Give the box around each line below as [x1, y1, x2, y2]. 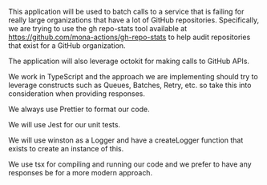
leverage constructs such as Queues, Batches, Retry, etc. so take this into [8, 80, 252, 90]
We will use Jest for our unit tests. [8, 120, 121, 129]
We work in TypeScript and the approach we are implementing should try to [8, 72, 258, 81]
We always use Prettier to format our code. [8, 104, 150, 114]
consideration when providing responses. [8, 89, 146, 99]
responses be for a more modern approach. [8, 168, 153, 177]
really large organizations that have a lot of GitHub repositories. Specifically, [8, 15, 259, 25]
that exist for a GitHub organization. [8, 41, 126, 50]
